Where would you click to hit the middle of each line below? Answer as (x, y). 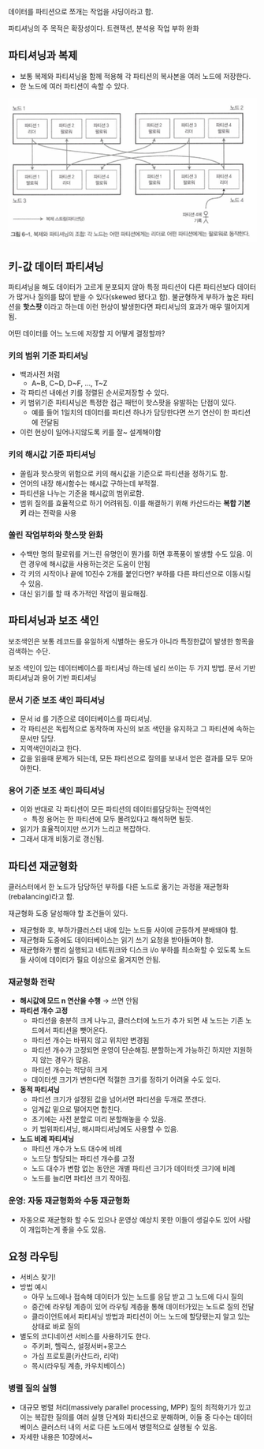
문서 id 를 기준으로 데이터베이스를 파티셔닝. (86, 719)
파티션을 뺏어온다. (80, 1030)
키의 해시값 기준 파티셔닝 (52, 455)
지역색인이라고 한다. (50, 748)
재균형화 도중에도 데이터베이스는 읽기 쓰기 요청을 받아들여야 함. (117, 940)
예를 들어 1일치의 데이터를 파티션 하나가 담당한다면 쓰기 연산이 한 (130, 412)
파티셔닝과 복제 (43, 56)
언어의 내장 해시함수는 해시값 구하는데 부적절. (89, 483)
